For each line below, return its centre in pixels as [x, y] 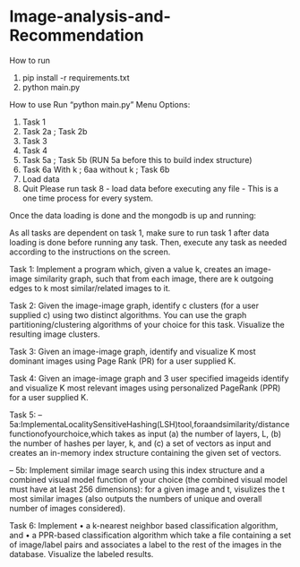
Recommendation [77, 35]
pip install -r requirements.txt [76, 77]
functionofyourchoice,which [61, 434]
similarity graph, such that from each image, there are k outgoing [154, 279]
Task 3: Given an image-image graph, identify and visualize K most [133, 351]
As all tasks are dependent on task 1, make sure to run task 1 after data [139, 232]
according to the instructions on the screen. [90, 252]
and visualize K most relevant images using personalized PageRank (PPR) [145, 388]
